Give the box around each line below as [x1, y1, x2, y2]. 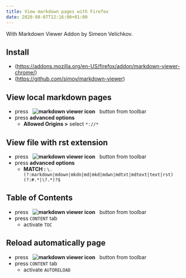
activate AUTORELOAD [23, 266, 71, 273]
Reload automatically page [6, 238, 106, 248]
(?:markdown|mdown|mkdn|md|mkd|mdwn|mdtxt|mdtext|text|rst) [23, 172, 174, 177]
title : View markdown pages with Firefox [6, 8, 109, 15]
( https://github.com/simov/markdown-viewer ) [14, 75, 125, 82]
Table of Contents [6, 193, 73, 203]
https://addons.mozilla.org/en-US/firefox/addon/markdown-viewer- [16, 63, 180, 70]
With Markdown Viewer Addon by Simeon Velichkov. [6, 30, 133, 37]
